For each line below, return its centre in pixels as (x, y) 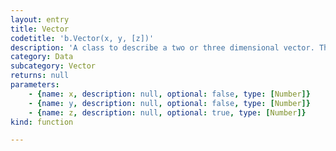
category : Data (42, 57)
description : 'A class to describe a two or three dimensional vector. (162, 47)
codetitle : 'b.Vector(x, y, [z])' (82, 38)
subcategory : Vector (53, 66)
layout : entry (40, 19)
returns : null (40, 76)
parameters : (35, 85)
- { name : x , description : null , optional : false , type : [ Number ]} (169, 94)
